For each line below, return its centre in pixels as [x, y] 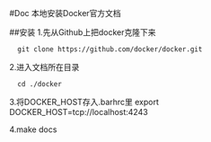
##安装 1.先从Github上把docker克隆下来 [83, 32]
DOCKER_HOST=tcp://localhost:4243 [79, 112]
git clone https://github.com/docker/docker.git [110, 49]
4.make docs [33, 129]
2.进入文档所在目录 [44, 67]
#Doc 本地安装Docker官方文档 [65, 13]
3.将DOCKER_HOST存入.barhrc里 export [84, 102]
